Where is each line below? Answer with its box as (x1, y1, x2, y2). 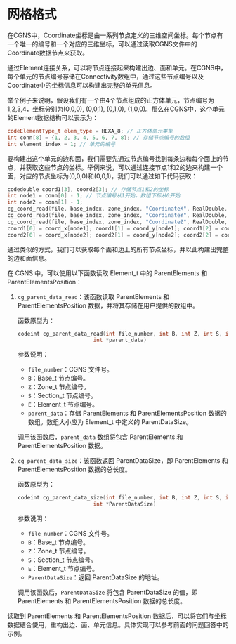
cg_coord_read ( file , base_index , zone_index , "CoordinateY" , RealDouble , (7, 212, 228, 219)
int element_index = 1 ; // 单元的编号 (7, 140, 116, 147)
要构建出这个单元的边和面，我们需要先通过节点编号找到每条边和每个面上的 (7, 154, 223, 162)
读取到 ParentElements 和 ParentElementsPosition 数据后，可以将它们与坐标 (7, 612, 227, 620)
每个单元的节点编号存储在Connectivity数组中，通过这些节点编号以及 (7, 72, 204, 81)
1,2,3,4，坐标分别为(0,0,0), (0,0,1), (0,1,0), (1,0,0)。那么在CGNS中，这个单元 (7, 105, 225, 113)
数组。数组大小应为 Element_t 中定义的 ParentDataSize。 (27, 418, 193, 426)
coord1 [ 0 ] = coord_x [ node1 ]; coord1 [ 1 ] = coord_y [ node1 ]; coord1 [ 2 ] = (7, 225, 218, 232)
